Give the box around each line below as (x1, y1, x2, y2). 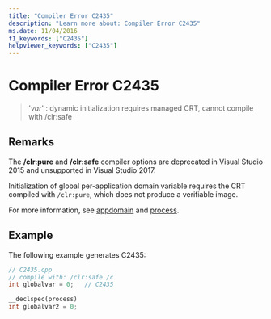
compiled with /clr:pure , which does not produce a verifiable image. (8, 189, 239, 199)
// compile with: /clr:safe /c (8, 273, 114, 281)
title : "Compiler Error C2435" (8, 11, 114, 20)
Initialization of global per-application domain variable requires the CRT (8, 181, 246, 191)
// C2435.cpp (8, 266, 53, 274)
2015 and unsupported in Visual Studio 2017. (8, 165, 156, 174)
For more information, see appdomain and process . (8, 205, 180, 215)
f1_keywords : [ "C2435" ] (8, 34, 89, 43)
